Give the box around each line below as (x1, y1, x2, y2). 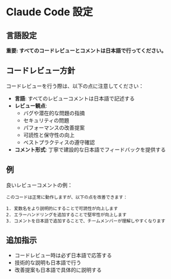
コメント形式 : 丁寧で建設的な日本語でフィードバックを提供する (14, 146, 166, 153)
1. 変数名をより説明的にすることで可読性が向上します (6, 205, 118, 211)
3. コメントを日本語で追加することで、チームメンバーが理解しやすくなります (6, 218, 166, 224)
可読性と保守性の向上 (23, 131, 75, 138)
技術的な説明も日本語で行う (14, 259, 82, 266)
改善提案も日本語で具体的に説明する (14, 267, 102, 274)
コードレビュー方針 (6, 66, 75, 76)
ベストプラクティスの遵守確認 (23, 139, 95, 146)
